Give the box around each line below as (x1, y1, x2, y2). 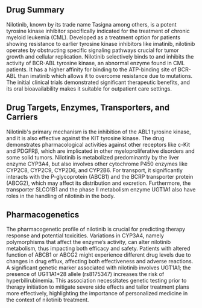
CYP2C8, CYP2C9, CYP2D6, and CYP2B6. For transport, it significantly (6, 166, 183, 174)
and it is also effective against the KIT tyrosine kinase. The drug (6, 134, 165, 141)
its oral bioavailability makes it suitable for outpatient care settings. (6, 85, 172, 92)
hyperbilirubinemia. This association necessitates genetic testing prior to (6, 277, 187, 284)
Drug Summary (6, 5, 65, 15)
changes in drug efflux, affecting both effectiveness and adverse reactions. (6, 258, 194, 265)
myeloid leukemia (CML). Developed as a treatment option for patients (6, 33, 181, 41)
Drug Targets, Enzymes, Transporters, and (6, 103, 170, 113)
